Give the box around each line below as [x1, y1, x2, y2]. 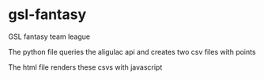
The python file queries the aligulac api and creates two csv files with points [8, 47, 256, 56]
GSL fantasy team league [8, 32, 91, 41]
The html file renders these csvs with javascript [8, 62, 163, 72]
